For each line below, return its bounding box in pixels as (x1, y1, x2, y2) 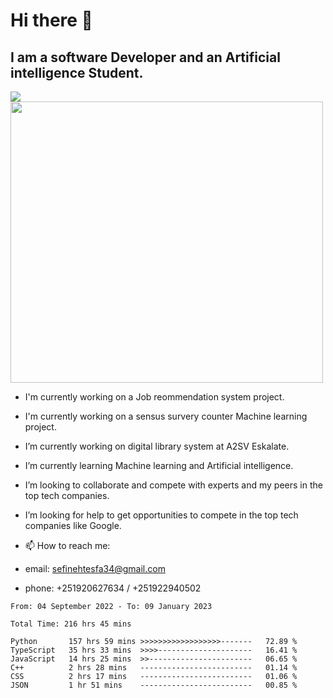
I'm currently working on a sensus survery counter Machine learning (24, 410, 308, 422)
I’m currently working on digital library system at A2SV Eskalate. (24, 440, 290, 452)
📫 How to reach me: (24, 540, 111, 551)
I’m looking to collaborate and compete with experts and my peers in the (24, 479, 323, 491)
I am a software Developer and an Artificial (10, 49, 281, 66)
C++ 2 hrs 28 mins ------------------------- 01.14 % (10, 663, 298, 673)
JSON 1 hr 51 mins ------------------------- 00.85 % (10, 680, 298, 690)
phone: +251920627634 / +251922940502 (24, 582, 202, 594)
